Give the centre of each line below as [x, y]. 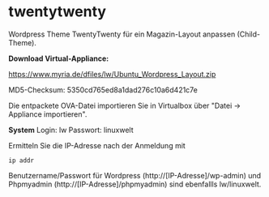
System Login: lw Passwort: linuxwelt [71, 130]
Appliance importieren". [48, 114]
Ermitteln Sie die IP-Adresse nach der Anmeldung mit [97, 145]
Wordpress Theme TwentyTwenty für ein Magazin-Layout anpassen [122, 34]
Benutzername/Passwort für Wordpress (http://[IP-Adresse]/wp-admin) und [135, 175]
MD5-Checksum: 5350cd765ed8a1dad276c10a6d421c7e [103, 90]
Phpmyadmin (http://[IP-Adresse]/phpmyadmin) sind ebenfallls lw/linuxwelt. [135, 184]
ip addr [21, 161]
